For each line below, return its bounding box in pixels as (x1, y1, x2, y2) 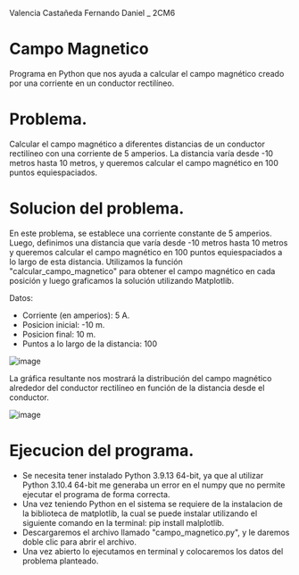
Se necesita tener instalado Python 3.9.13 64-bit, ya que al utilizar (21, 470, 264, 480)
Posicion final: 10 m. (21, 329, 96, 339)
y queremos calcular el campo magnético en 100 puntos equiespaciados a (9, 246, 283, 257)
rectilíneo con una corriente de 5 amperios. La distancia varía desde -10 (9, 147, 274, 159)
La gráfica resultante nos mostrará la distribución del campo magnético (9, 372, 272, 383)
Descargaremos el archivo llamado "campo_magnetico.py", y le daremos (21, 527, 290, 537)
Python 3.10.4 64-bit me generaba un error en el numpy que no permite (21, 479, 286, 490)
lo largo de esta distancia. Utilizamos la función (9, 256, 183, 267)
